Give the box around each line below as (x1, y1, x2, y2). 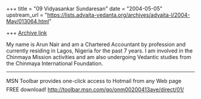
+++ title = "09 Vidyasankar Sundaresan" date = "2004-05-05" (6, 5, 163, 12)
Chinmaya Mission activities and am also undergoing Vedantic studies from (6, 54, 191, 60)
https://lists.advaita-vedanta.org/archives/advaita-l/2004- (47, 11, 190, 18)
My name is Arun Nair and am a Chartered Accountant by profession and (6, 41, 186, 48)
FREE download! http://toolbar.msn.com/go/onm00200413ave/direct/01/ (6, 86, 184, 93)
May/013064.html (6, 18, 50, 24)
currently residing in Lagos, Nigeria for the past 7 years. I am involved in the (6, 47, 193, 54)
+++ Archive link (6, 29, 47, 36)
